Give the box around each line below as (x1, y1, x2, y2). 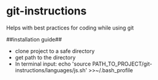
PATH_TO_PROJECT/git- (92, 60, 153, 67)
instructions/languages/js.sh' (14, 66, 87, 73)
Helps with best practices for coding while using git (6, 24, 134, 31)
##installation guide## (6, 35, 62, 43)
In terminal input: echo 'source (14, 60, 92, 67)
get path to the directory (14, 54, 76, 61)
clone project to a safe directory (14, 47, 95, 55)
